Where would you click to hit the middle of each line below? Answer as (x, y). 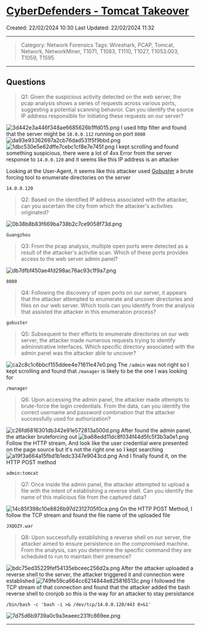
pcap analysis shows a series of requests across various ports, (98, 103)
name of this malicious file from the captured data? (83, 497)
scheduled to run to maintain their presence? (76, 556)
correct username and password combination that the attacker (98, 412)
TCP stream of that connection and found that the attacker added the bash (98, 587)
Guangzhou (19, 235)
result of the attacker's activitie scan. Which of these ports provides (104, 252)
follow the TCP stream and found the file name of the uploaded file (88, 515)
